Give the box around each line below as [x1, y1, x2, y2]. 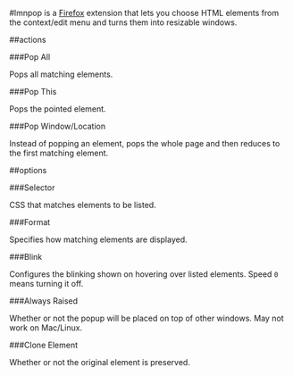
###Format [9, 217, 51, 227]
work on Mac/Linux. [9, 322, 83, 333]
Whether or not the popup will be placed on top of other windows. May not [9, 313, 284, 323]
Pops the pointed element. [9, 104, 106, 114]
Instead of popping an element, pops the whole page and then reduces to [9, 138, 280, 148]
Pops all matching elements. [9, 69, 113, 79]
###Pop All [9, 52, 51, 62]
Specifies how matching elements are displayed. [9, 234, 188, 245]
